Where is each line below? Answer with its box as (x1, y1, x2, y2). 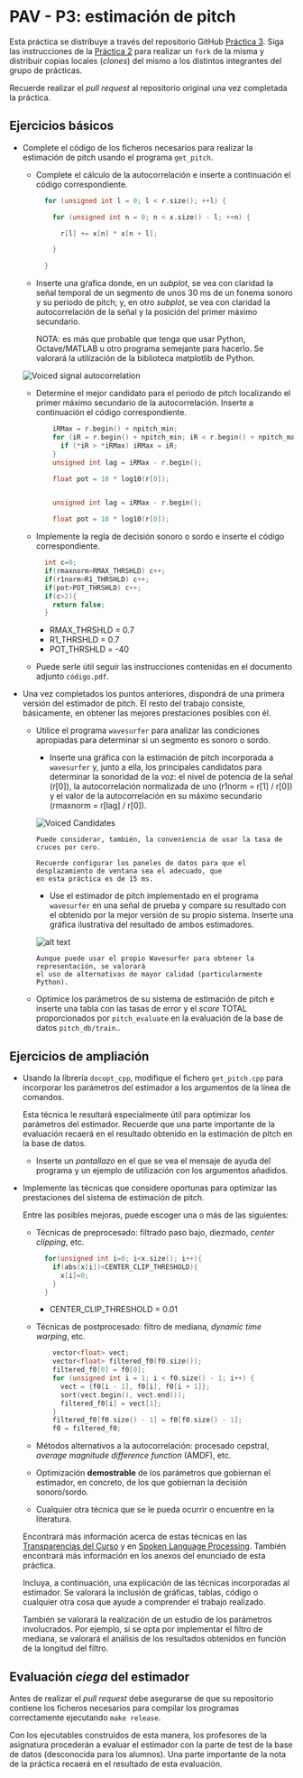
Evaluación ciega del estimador (9, 1669, 190, 1684)
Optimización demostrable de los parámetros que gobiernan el (35, 1468, 271, 1478)
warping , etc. (35, 1331, 86, 1342)
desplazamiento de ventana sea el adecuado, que (35, 866, 223, 876)
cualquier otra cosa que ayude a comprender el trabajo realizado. (22, 1597, 266, 1607)
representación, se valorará (35, 962, 146, 971)
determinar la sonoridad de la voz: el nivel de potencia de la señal (49, 772, 293, 783)
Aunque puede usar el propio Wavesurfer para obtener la (35, 954, 255, 963)
